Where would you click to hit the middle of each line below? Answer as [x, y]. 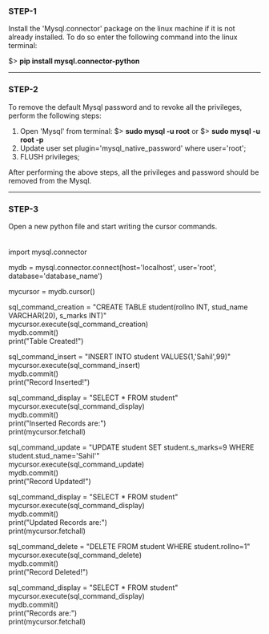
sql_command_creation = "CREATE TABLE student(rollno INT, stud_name [128, 307]
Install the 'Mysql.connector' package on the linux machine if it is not [122, 29]
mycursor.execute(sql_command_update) [76, 464]
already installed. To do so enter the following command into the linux [123, 37]
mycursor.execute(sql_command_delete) [75, 555]
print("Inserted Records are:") [57, 423]
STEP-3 [23, 208]
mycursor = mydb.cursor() [52, 291]
